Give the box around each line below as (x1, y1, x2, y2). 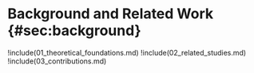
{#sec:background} (7, 21, 141, 40)
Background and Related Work (7, 5, 213, 23)
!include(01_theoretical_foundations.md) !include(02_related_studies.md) (7, 48, 247, 57)
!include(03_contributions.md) (7, 56, 107, 66)
